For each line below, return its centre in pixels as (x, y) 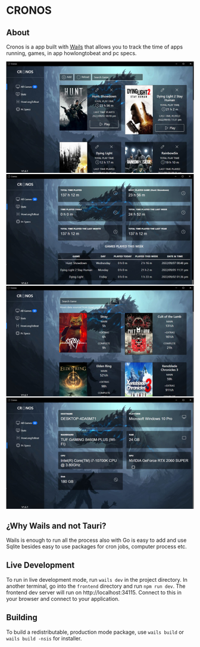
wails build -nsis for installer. (44, 638)
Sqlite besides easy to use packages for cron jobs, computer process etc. (97, 546)
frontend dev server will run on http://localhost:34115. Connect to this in (94, 592)
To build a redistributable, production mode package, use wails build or (95, 632)
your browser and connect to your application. (63, 599)
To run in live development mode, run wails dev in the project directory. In (97, 579)
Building (22, 617)
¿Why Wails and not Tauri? (56, 526)
